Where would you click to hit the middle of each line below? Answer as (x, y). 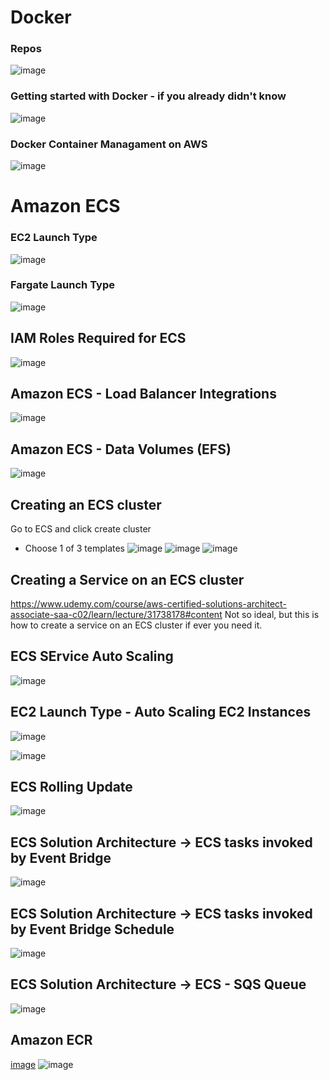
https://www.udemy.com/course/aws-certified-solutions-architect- (148, 603)
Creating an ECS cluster (86, 504)
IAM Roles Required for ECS (98, 338)
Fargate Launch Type (62, 285)
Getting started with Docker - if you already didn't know (148, 96)
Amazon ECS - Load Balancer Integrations (143, 394)
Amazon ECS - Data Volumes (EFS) (121, 449)
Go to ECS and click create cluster (81, 529)
